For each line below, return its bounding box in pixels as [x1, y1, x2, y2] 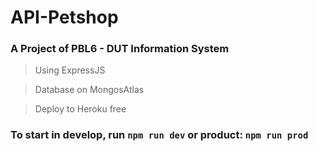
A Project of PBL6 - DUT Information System [10, 42, 230, 56]
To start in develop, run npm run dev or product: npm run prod [10, 128, 309, 142]
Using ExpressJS [34, 64, 106, 76]
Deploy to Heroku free [34, 103, 127, 115]
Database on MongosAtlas [34, 84, 145, 96]
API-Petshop [10, 6, 119, 29]
